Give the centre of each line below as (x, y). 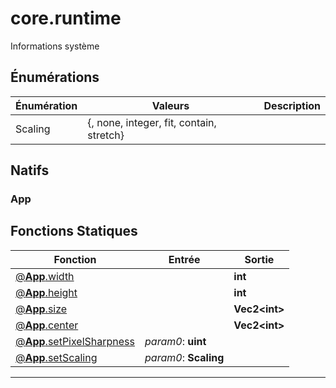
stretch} (106, 135)
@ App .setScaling (56, 357)
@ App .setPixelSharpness (75, 341)
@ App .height (46, 292)
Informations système (55, 46)
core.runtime (66, 18)
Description (292, 105)
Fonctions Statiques (74, 231)
